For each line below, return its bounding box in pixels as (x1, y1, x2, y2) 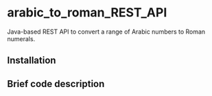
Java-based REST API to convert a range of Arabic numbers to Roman (7, 27, 206, 36)
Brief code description (7, 77, 105, 90)
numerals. (7, 34, 36, 43)
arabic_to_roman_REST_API (7, 5, 167, 21)
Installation (7, 55, 56, 67)
